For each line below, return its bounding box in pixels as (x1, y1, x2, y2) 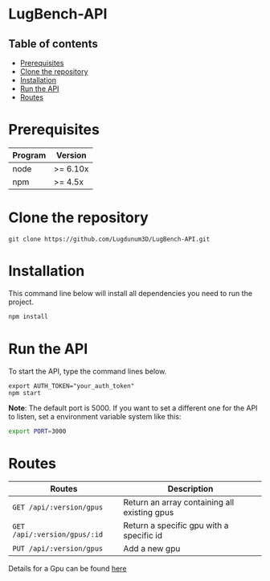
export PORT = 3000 (8, 427, 67, 435)
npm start (8, 389, 42, 397)
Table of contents (8, 37, 98, 51)
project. (8, 297, 35, 307)
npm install (8, 312, 48, 320)
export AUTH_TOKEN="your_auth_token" (8, 381, 135, 390)
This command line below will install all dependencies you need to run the (8, 288, 253, 298)
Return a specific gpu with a (123, 520, 229, 531)
